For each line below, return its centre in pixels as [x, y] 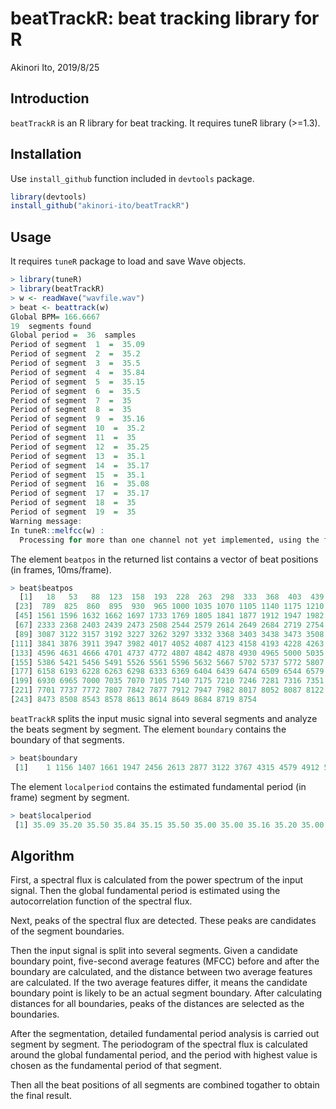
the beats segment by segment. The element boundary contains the [148, 729]
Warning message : [46, 521]
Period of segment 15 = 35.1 [77, 475]
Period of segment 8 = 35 [71, 410]
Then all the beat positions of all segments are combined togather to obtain [165, 1085]
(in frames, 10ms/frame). [61, 569]
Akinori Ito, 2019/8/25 [55, 67]
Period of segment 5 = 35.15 [77, 382]
